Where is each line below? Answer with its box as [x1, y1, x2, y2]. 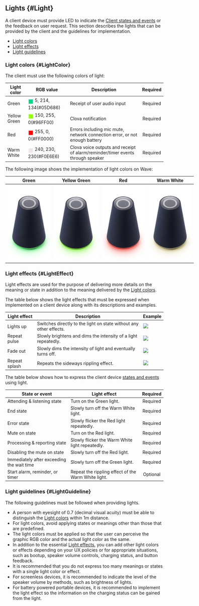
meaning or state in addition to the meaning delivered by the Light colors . [5, 287, 157, 293]
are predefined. [12, 525, 45, 531]
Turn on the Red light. [70, 430, 115, 436]
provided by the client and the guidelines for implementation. [5, 28, 132, 34]
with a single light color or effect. [12, 568, 81, 574]
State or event [22, 391, 52, 397]
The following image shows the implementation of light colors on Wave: [5, 166, 153, 172]
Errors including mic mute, [70, 126, 125, 133]
